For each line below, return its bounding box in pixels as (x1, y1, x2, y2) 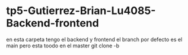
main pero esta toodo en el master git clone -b (6, 42, 120, 49)
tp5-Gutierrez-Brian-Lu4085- (6, 4, 156, 18)
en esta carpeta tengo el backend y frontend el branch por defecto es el (6, 36, 183, 43)
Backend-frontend (6, 16, 99, 30)
